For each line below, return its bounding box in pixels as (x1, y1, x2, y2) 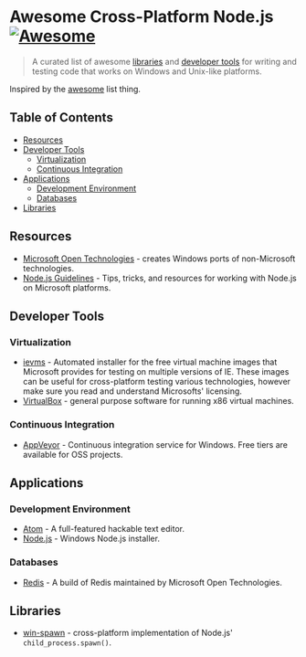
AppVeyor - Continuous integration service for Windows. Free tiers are (22, 439, 288, 450)
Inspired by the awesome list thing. (9, 83, 142, 94)
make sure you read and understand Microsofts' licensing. (22, 386, 242, 397)
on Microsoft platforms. (22, 281, 111, 293)
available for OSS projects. (22, 449, 123, 460)
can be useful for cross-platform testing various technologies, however (22, 376, 290, 387)
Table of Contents (9, 110, 114, 125)
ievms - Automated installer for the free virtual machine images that (22, 356, 278, 367)
